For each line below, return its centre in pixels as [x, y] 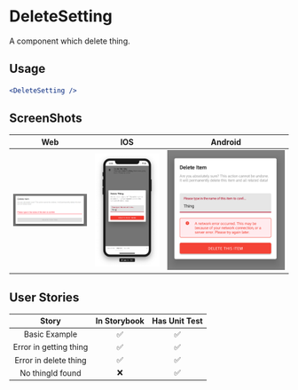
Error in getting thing [51, 347]
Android [226, 142]
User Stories [44, 297]
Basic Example [51, 334]
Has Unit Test [177, 321]
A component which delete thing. [70, 41]
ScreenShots [46, 119]
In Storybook [120, 321]
